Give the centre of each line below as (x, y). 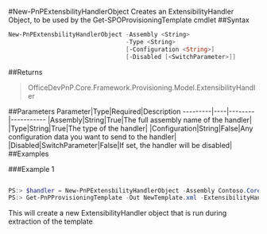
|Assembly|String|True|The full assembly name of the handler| (150, 119)
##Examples (29, 154)
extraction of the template (50, 221)
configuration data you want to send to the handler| (93, 136)
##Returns (25, 72)
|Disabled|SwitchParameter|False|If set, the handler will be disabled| (120, 145)
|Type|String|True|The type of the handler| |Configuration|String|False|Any (131, 128)
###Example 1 (31, 169)
